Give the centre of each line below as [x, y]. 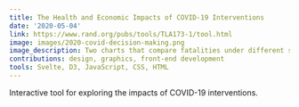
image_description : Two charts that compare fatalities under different [147, 51]
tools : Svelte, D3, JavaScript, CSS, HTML [89, 68]
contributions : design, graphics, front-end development [117, 59]
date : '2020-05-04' [45, 26]
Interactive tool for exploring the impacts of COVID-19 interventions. [133, 92]
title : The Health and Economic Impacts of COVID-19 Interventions [137, 17]
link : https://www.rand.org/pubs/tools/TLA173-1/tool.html [121, 34]
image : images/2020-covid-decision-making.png [97, 42]
